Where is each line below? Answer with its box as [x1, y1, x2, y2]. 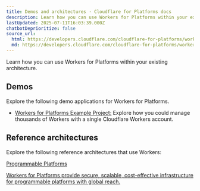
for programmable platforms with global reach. [6, 178, 121, 185]
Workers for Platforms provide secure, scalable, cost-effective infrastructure [6, 171, 194, 179]
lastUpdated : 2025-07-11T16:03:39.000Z [6, 20, 105, 26]
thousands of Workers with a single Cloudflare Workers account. [14, 115, 174, 123]
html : [11, 36, 26, 42]
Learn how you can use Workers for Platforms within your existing [6, 58, 168, 65]
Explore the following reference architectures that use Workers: [6, 148, 162, 155]
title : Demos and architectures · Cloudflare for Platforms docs [6, 8, 171, 15]
